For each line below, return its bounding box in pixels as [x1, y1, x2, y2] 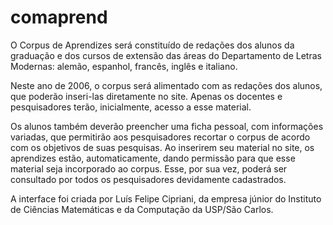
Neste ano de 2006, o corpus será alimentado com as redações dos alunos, [10, 79, 323, 91]
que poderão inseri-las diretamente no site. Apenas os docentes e [10, 90, 283, 102]
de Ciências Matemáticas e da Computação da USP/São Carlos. [10, 203, 274, 215]
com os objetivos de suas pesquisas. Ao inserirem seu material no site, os [10, 141, 315, 153]
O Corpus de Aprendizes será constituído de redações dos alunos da [10, 39, 295, 51]
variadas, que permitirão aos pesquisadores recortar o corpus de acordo [10, 131, 311, 143]
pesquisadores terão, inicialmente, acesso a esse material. [10, 101, 252, 113]
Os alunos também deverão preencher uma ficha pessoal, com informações [10, 120, 324, 132]
